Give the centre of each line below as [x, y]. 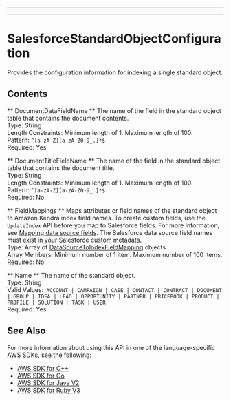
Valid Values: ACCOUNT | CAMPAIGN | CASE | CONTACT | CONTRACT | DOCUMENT [114, 289]
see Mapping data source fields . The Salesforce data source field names [110, 232]
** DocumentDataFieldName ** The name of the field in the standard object [114, 110]
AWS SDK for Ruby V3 [48, 390]
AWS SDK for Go [41, 376]
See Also [26, 331]
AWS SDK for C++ [43, 368]
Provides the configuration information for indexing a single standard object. [115, 72]
